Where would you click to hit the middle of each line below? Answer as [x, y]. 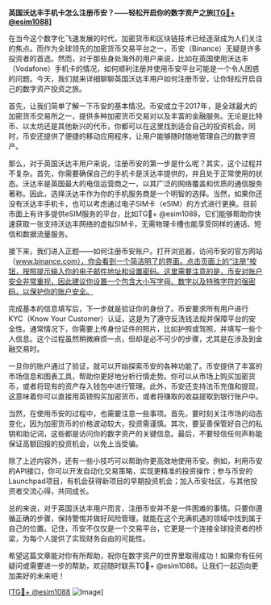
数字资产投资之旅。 [54, 89]
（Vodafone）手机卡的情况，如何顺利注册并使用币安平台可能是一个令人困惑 [134, 69]
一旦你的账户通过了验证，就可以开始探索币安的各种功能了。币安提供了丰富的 [135, 366]
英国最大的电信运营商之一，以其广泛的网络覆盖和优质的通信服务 [156, 184]
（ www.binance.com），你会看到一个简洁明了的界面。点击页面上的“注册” [129, 261]
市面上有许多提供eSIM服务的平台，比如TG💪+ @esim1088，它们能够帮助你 [131, 214]
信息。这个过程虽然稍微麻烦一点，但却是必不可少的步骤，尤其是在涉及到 [135, 339]
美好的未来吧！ [40, 576]
